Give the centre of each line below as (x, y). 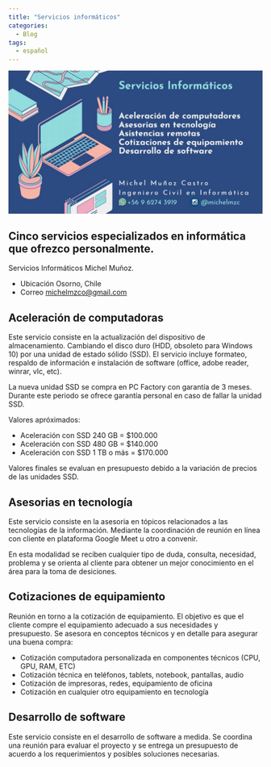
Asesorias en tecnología (71, 502)
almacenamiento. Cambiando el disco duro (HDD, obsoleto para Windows (131, 346)
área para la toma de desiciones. (63, 572)
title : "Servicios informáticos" (65, 17)
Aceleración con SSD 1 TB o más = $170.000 (94, 452)
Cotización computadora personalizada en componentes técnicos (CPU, (140, 657)
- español (32, 51)
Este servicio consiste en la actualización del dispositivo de (107, 337)
